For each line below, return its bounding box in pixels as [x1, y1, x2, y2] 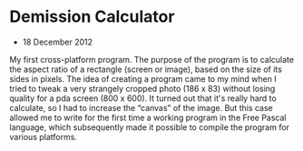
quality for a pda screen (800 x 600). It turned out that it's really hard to [9, 93, 277, 104]
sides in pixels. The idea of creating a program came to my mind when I [9, 73, 277, 84]
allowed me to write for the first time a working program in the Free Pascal [9, 112, 287, 123]
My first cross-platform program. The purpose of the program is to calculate [9, 54, 295, 65]
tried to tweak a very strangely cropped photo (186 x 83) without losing [9, 83, 276, 94]
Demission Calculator [9, 6, 175, 27]
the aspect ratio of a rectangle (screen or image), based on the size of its [9, 64, 283, 75]
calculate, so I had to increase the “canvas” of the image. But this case [9, 102, 274, 113]
